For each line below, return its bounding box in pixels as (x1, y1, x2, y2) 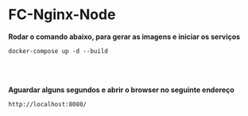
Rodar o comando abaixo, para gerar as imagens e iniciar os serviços (8, 32, 241, 41)
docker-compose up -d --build (8, 47, 109, 55)
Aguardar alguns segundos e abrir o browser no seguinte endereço (8, 85, 234, 95)
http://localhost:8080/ (8, 100, 87, 108)
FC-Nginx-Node (8, 6, 116, 24)
